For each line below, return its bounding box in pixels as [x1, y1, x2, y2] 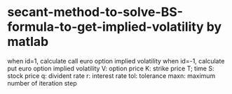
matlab [7, 34, 49, 49]
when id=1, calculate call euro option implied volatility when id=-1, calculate [7, 56, 225, 65]
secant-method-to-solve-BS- [7, 4, 184, 20]
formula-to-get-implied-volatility [7, 19, 205, 35]
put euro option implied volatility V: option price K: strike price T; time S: [7, 64, 214, 72]
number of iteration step [7, 79, 77, 87]
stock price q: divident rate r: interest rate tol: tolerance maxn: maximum [7, 71, 216, 80]
